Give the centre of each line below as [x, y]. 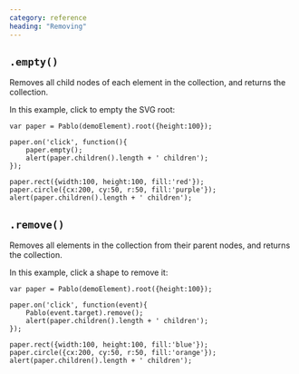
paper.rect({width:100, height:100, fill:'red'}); [107, 182]
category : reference [48, 18]
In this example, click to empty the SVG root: [92, 110]
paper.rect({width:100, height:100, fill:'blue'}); [109, 345]
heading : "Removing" [48, 26]
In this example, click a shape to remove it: [89, 272]
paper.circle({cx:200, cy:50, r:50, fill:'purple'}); [113, 190]
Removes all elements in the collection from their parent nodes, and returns [150, 245]
